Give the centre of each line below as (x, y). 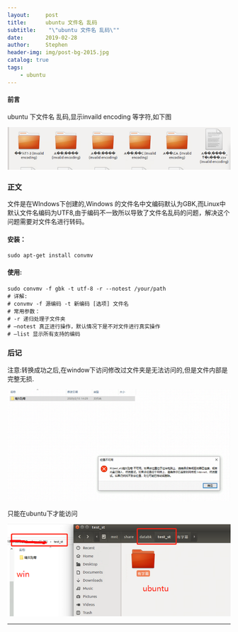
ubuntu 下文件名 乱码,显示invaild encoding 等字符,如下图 (90, 117)
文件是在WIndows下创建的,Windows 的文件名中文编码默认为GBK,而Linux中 (117, 204)
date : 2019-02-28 (42, 38)
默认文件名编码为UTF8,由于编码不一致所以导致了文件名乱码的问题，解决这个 (119, 213)
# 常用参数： (24, 311)
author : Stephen (38, 45)
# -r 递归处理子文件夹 (36, 319)
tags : (15, 68)
